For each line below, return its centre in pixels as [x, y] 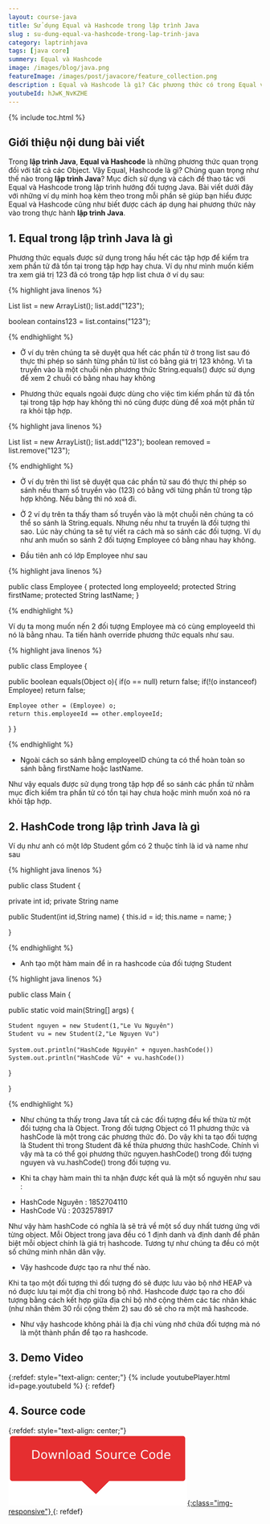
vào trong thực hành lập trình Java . [67, 213]
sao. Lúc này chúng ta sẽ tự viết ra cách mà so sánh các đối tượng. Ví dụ [140, 531]
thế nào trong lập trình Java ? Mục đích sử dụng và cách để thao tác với [127, 179]
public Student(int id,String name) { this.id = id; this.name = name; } [120, 916]
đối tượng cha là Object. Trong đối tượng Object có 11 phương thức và [135, 1128]
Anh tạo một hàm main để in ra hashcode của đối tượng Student [125, 963]
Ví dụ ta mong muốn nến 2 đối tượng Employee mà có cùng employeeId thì [132, 626]
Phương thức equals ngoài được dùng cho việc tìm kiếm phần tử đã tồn [137, 394]
